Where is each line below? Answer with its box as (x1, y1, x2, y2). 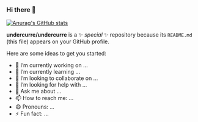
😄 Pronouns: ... (15, 103, 55, 110)
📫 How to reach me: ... (15, 95, 74, 102)
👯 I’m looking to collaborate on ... (15, 74, 98, 82)
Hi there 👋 (6, 5, 37, 14)
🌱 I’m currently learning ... (15, 68, 81, 76)
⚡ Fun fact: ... (15, 110, 49, 118)
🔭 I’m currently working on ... (15, 62, 88, 69)
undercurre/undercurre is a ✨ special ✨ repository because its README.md (6, 31, 193, 38)
